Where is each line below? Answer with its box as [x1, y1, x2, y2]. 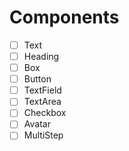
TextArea [23, 96, 62, 108]
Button [23, 73, 52, 85]
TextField [23, 84, 62, 96]
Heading [23, 51, 60, 62]
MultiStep [23, 129, 64, 141]
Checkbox [23, 107, 67, 119]
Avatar [23, 118, 51, 130]
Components [9, 6, 120, 29]
